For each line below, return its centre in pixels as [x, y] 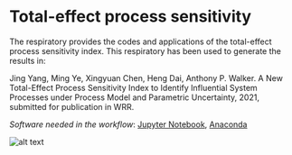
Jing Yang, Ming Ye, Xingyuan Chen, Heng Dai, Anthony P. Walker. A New [146, 77]
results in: [28, 60]
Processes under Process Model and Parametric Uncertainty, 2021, [135, 97]
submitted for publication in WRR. [72, 106]
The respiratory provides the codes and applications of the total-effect [141, 41]
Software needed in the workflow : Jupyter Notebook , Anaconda [128, 124]
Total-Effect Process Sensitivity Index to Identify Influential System [133, 87]
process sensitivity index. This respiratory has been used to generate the [146, 50]
